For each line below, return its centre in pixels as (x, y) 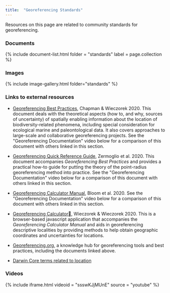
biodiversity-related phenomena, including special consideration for (84, 124)
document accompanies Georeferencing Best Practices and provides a (87, 162)
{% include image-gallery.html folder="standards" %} (62, 84)
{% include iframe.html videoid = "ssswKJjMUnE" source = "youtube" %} (82, 285)
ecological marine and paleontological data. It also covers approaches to (89, 130)
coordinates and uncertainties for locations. (58, 235)
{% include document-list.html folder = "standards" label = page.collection (83, 54)
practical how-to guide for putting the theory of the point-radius (79, 167)
